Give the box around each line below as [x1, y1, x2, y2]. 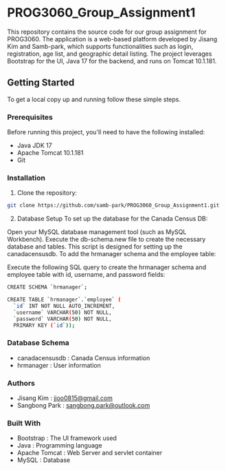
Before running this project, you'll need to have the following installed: [7, 128, 205, 136]
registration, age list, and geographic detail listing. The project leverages [7, 50, 212, 58]
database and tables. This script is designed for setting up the [7, 242, 183, 251]
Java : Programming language [16, 441, 102, 450]
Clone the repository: [16, 189, 78, 197]
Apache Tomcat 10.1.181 [16, 149, 84, 157]
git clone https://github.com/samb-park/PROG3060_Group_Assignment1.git [7, 202, 220, 209]
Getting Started [7, 77, 75, 89]
